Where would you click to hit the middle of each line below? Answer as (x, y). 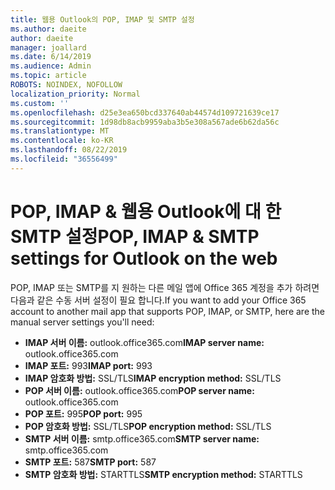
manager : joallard (48, 47)
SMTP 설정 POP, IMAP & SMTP (135, 236)
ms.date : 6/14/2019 (51, 57)
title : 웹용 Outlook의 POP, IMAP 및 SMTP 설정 (102, 19)
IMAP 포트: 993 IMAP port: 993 (88, 365)
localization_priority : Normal (75, 94)
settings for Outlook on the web (144, 258)
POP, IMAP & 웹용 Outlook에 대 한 (146, 211)
